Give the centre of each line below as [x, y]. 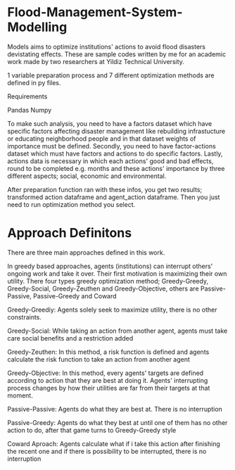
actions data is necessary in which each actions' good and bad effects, [110, 161]
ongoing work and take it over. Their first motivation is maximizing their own [117, 273]
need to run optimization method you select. [71, 204]
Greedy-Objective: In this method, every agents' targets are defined [106, 373]
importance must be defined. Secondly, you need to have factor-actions [112, 146]
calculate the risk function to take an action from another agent [99, 359]
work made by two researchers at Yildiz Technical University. [96, 61]
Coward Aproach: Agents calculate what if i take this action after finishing [114, 443]
